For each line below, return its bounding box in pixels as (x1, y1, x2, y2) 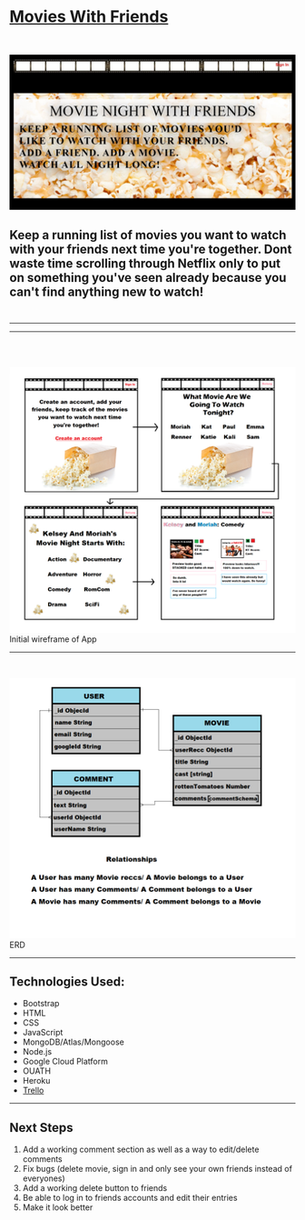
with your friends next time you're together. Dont (9, 242, 292, 256)
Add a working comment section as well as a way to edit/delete (22, 1144, 260, 1155)
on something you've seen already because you (9, 270, 287, 285)
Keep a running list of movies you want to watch (9, 227, 287, 243)
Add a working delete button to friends (22, 1183, 168, 1194)
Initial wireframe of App (9, 634, 97, 645)
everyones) (22, 1173, 65, 1184)
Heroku (22, 1075, 51, 1086)
